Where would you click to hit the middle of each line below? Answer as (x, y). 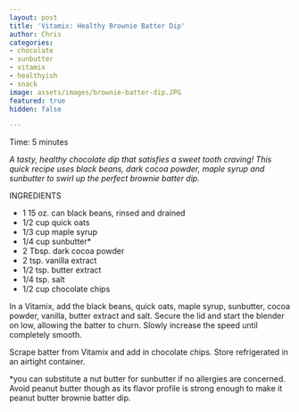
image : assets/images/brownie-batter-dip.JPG (95, 92)
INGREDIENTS (36, 196)
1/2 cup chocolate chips (66, 289)
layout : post (33, 17)
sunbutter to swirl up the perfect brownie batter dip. (105, 179)
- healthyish (33, 76)
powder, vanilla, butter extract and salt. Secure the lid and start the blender (147, 316)
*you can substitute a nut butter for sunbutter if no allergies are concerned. (147, 379)
